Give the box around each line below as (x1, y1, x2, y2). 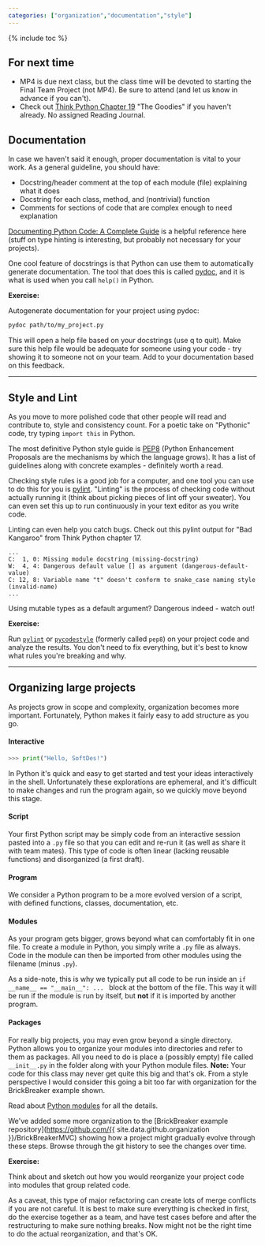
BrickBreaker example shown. (8, 1085, 105, 1095)
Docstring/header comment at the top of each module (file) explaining (19, 178, 248, 188)
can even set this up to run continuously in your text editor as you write (8, 501, 239, 510)
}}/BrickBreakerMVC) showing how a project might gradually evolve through (8, 1132, 256, 1142)
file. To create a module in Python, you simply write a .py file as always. (8, 942, 241, 952)
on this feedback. (8, 360, 65, 371)
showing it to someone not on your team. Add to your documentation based (8, 353, 254, 362)
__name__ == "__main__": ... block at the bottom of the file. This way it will (8, 983, 257, 992)
